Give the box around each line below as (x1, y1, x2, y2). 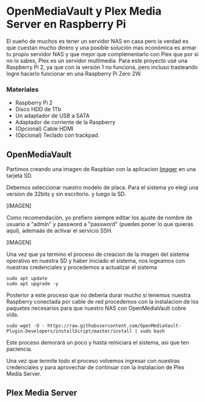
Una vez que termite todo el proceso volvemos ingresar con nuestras (6, 357, 180, 365)
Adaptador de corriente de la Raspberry (15, 119, 116, 126)
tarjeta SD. (6, 172, 33, 180)
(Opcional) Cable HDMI (15, 125, 74, 133)
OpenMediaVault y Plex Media (6, 4, 162, 18)
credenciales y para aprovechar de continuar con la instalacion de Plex (6, 364, 185, 371)
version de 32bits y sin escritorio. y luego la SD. (6, 191, 126, 198)
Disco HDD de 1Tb (15, 106, 62, 113)
